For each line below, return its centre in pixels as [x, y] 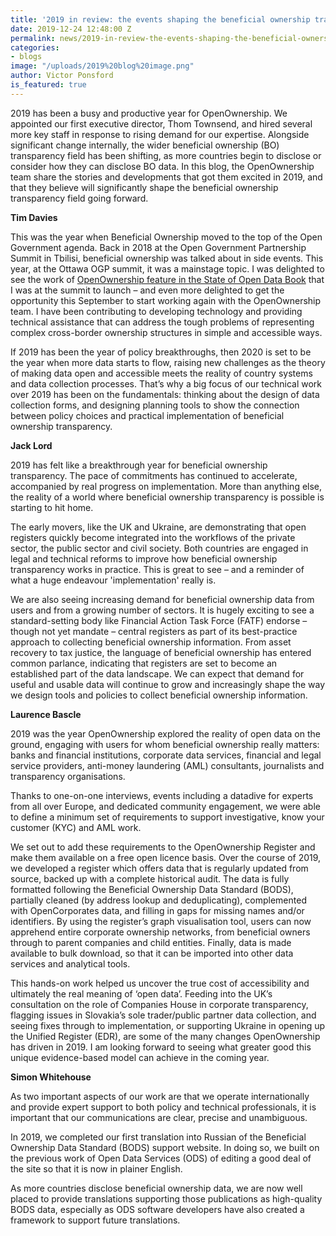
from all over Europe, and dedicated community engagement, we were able [165, 806]
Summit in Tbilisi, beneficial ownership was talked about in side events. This [167, 258]
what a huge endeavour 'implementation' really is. [113, 580]
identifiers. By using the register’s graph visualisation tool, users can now [161, 921]
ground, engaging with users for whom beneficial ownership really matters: [165, 744]
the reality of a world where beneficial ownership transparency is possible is [167, 497]
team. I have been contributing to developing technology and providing [156, 311]
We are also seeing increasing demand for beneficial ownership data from [162, 599]
